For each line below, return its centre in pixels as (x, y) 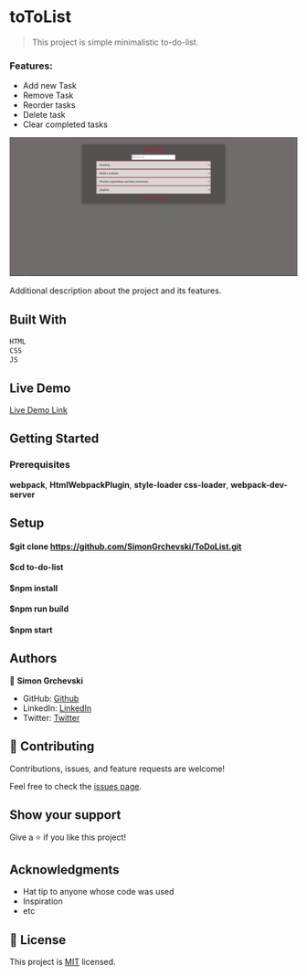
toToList (40, 17)
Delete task (44, 115)
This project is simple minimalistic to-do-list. (115, 42)
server (22, 494)
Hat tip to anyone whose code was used (98, 892)
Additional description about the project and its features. (116, 291)
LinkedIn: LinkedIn (57, 708)
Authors (33, 658)
